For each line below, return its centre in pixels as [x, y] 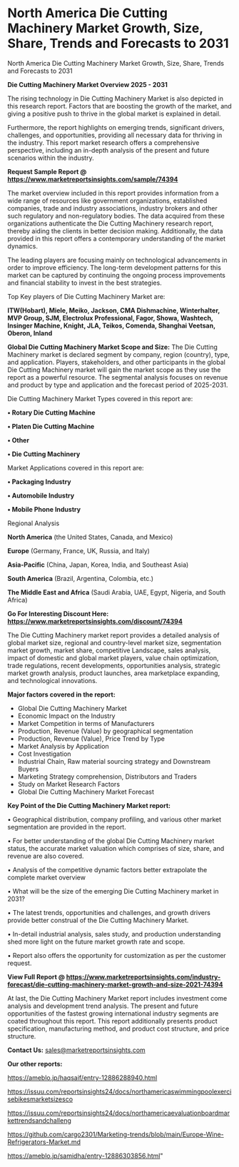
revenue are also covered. [46, 856]
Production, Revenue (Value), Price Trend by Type [91, 738]
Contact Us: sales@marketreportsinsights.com [77, 1050]
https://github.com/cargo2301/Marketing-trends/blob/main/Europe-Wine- [116, 1134]
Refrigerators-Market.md [44, 1142]
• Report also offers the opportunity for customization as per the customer [117, 955]
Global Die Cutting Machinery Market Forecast [86, 792]
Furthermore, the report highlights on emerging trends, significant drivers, [116, 127]
